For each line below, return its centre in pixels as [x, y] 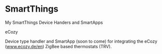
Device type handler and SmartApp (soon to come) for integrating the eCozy [81, 41]
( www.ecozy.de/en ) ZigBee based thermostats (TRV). [59, 46]
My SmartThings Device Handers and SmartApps [54, 22]
